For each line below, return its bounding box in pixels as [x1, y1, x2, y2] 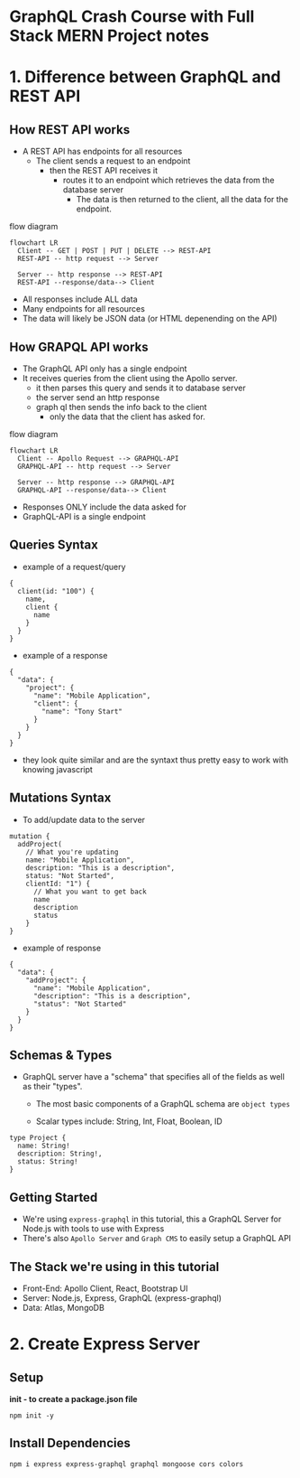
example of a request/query [22, 561, 126, 572]
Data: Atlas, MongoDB [22, 1303, 105, 1314]
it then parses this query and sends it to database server [35, 382, 246, 393]
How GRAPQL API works [9, 339, 149, 354]
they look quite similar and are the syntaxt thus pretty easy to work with [22, 754, 288, 765]
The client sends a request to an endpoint [35, 155, 191, 166]
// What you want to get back [32, 887, 147, 896]
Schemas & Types [9, 1048, 113, 1063]
